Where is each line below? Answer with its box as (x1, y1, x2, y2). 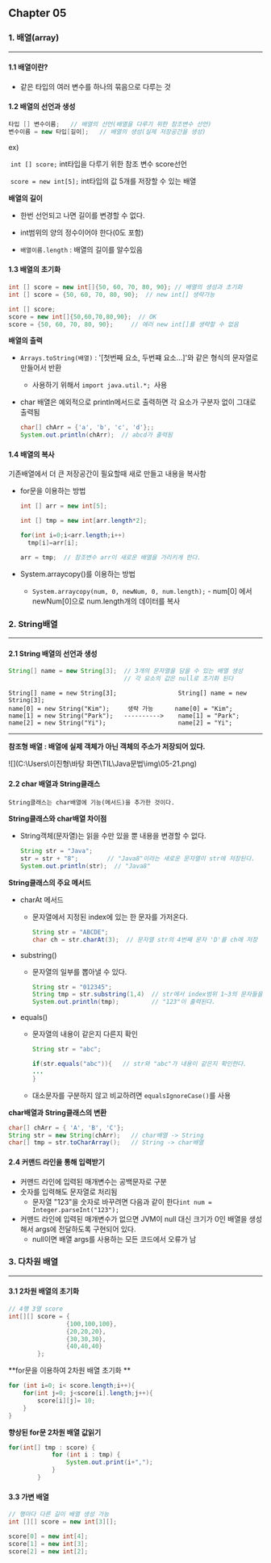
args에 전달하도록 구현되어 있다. (35, 1224, 136, 1234)
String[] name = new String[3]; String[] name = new (8, 689, 248, 697)
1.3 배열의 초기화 (8, 265, 61, 274)
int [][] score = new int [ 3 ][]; (8, 1517, 117, 1526)
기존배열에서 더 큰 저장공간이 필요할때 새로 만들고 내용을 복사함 (8, 469, 207, 479)
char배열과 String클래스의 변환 (8, 1107, 107, 1117)
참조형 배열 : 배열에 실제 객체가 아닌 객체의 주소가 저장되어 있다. (8, 742, 206, 751)
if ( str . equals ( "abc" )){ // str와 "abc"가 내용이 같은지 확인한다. (31, 1060, 248, 1068)
